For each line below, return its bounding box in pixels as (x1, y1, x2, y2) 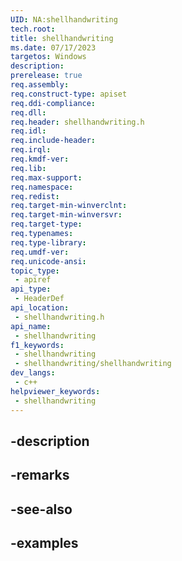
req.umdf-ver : (10, 247, 70, 257)
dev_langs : (10, 368, 56, 378)
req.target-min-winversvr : (10, 210, 123, 220)
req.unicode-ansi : (10, 256, 87, 266)
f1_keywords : (10, 340, 65, 350)
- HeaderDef (14, 294, 65, 304)
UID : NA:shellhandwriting (10, 14, 118, 25)
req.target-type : (10, 219, 83, 230)
